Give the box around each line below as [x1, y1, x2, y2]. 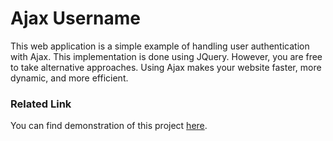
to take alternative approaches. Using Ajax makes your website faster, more [10, 61, 322, 73]
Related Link [10, 97, 72, 111]
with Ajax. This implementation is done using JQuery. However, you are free [10, 50, 323, 62]
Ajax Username [10, 7, 142, 30]
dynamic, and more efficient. [10, 72, 129, 84]
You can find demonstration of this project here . [10, 120, 208, 132]
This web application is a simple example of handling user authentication [10, 40, 310, 52]
